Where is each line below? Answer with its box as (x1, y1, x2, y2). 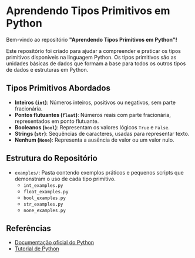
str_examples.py (23, 201, 63, 207)
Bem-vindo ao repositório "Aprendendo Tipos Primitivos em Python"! (6, 36, 177, 43)
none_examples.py (23, 207, 66, 213)
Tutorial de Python (14, 245, 60, 252)
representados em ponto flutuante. (14, 118, 99, 125)
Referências (6, 223, 52, 233)
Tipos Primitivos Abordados (6, 83, 110, 93)
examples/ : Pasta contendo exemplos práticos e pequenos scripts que (14, 169, 184, 176)
